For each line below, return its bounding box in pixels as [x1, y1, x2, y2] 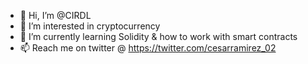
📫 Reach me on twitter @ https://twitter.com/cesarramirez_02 [19, 42, 277, 54]
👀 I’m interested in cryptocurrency [19, 20, 161, 32]
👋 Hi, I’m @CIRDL [19, 10, 92, 21]
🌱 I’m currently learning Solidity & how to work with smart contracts [19, 31, 298, 42]
